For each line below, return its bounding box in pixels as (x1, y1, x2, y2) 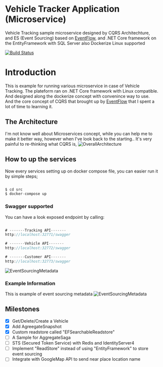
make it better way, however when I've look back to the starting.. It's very (5, 135, 152, 142)
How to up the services (5, 155, 77, 164)
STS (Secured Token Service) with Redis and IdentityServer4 (12, 340, 135, 346)
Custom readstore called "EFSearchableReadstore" (12, 329, 115, 335)
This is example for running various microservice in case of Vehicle (5, 83, 140, 89)
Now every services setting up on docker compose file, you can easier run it (5, 168, 158, 174)
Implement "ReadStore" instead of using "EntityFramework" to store (12, 346, 148, 351)
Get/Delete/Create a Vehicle (12, 318, 69, 324)
